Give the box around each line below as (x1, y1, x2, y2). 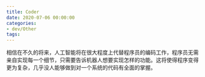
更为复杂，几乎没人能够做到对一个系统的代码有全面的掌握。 (6, 64, 156, 72)
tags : (6, 32, 20, 38)
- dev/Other (6, 25, 37, 32)
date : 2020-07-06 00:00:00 (6, 15, 75, 21)
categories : (6, 20, 37, 26)
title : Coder (6, 8, 40, 15)
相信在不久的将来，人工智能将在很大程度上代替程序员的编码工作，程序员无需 (6, 49, 199, 56)
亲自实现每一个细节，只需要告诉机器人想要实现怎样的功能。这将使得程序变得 (6, 56, 199, 64)
